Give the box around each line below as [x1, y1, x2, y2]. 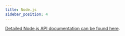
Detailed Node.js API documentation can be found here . [5, 25, 120, 31]
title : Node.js [5, 7, 37, 12]
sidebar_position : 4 [5, 12, 48, 17]
